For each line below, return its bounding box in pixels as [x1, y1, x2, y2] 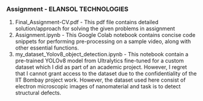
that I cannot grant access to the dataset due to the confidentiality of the [15, 70, 197, 77]
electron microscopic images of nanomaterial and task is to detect [15, 83, 181, 90]
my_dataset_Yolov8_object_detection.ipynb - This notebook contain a [15, 51, 188, 58]
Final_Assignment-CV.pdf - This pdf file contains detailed [15, 19, 159, 26]
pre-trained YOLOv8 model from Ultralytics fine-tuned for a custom [15, 57, 184, 65]
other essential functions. [15, 44, 79, 51]
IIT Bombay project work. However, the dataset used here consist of [15, 76, 186, 83]
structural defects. [15, 90, 62, 97]
